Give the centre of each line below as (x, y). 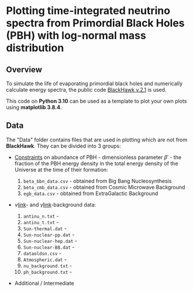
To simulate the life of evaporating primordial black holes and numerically (94, 84)
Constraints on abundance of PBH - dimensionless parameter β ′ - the (98, 157)
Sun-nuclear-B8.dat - (49, 247)
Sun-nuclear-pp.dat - (49, 234)
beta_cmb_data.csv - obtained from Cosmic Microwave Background (104, 187)
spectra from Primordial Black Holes (96, 23)
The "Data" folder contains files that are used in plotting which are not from (97, 140)
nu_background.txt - (47, 265)
